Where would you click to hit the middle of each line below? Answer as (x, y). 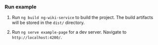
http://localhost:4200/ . (37, 37)
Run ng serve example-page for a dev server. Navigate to (69, 32)
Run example (20, 7)
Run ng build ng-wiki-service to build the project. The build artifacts (82, 18)
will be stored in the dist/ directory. (48, 22)
